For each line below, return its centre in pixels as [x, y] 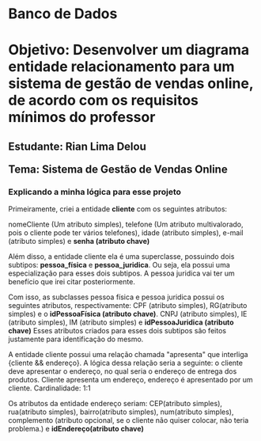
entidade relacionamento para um [121, 67]
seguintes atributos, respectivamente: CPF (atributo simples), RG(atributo [128, 306]
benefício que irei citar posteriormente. [72, 282]
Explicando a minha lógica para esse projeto [95, 192]
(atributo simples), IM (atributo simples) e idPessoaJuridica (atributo [121, 322]
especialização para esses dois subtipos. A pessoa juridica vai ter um [121, 273]
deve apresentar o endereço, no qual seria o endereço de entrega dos [123, 371]
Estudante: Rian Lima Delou [77, 146]
